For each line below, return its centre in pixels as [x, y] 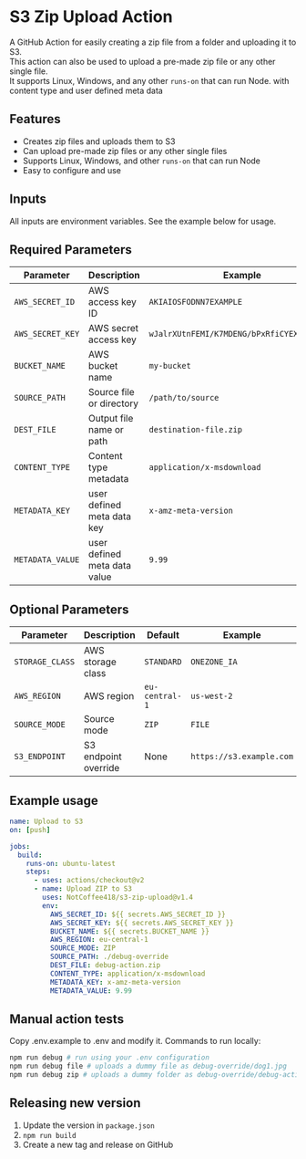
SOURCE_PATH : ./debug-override [109, 957]
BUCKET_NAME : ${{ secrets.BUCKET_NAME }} [129, 931]
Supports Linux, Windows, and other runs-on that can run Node [142, 161]
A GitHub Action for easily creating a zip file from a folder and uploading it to [153, 42]
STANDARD [163, 662]
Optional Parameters [69, 609]
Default [163, 635]
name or [106, 430]
